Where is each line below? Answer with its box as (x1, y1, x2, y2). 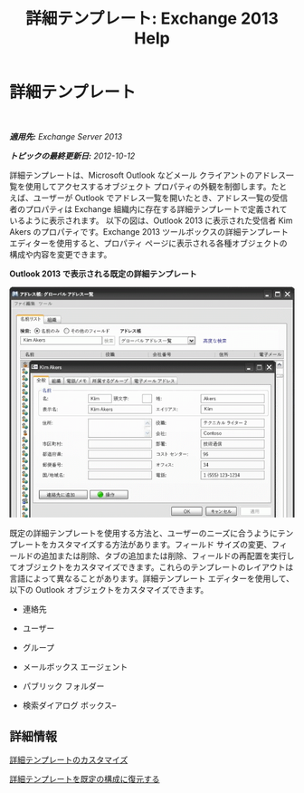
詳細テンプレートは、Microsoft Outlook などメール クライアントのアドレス (9, 169, 287, 180)
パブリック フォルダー (22, 681, 105, 691)
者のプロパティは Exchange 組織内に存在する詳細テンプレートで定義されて (9, 203, 288, 214)
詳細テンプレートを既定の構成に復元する (9, 774, 160, 785)
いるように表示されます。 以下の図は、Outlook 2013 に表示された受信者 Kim (9, 215, 293, 226)
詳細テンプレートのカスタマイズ (9, 754, 128, 766)
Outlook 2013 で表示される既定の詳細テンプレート (9, 268, 197, 279)
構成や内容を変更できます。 (9, 248, 112, 259)
